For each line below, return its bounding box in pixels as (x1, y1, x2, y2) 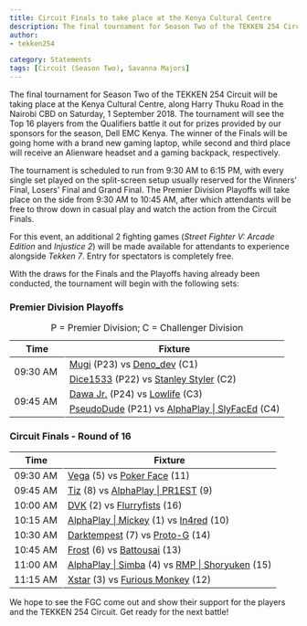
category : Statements (9, 56, 92, 65)
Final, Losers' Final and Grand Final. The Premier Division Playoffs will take (9, 185, 291, 195)
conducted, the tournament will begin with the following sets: (9, 278, 239, 289)
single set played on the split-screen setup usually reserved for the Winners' (9, 175, 298, 186)
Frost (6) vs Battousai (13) (67, 543, 182, 556)
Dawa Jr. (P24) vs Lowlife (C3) (69, 387, 203, 400)
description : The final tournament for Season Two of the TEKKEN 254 (9, 22, 281, 31)
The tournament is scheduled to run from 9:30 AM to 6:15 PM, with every (9, 165, 285, 175)
